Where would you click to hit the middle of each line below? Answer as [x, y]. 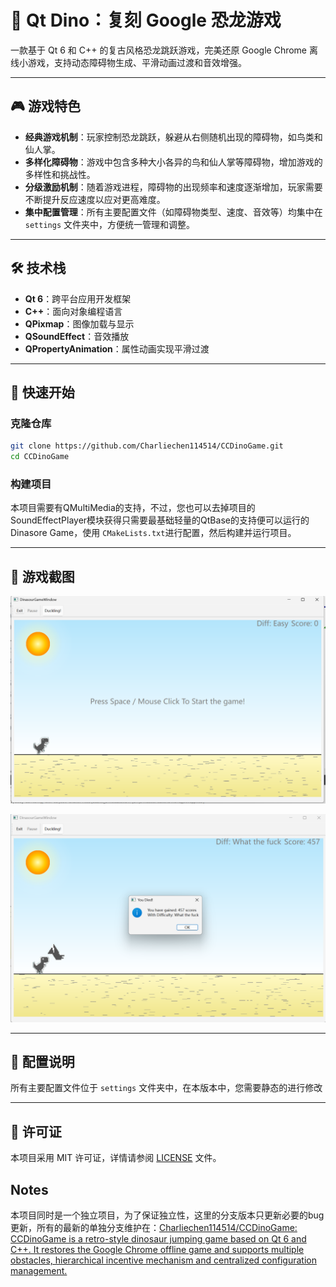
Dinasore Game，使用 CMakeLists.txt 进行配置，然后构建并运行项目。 [153, 533]
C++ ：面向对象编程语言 [73, 311]
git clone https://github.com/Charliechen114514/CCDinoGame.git [147, 446]
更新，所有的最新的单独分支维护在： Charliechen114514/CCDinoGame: [154, 1227]
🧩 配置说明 [42, 1061]
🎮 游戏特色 [45, 106]
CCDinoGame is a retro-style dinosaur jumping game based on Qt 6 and [158, 1239]
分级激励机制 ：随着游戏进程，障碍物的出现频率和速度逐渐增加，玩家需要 [173, 187]
